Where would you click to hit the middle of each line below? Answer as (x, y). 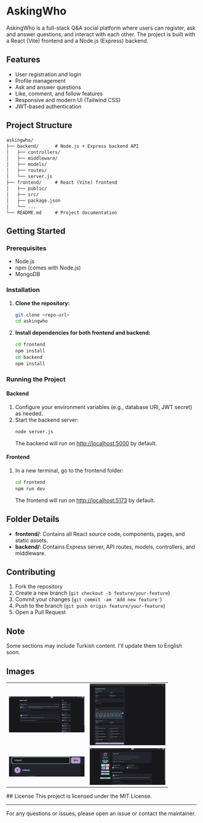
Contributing (31, 572)
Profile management (40, 80)
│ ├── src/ (23, 195)
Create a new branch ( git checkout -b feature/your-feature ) (92, 593)
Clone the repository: (42, 303)
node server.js (34, 431)
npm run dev (30, 489)
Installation (23, 290)
